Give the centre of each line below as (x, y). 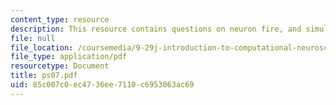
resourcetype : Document (60, 66)
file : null (33, 38)
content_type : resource (60, 19)
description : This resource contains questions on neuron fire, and (156, 29)
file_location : (42, 47)
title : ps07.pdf (44, 76)
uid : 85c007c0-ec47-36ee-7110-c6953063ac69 (102, 85)
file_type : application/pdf (69, 57)
